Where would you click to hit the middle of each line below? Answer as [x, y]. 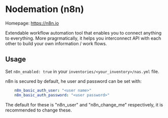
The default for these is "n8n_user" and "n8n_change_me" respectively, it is [84, 104]
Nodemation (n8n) [45, 9]
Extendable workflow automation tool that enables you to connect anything [83, 33]
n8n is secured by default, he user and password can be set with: [73, 81]
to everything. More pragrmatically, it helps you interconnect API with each [83, 38]
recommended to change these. [39, 110]
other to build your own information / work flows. [56, 43]
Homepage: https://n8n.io [32, 23]
